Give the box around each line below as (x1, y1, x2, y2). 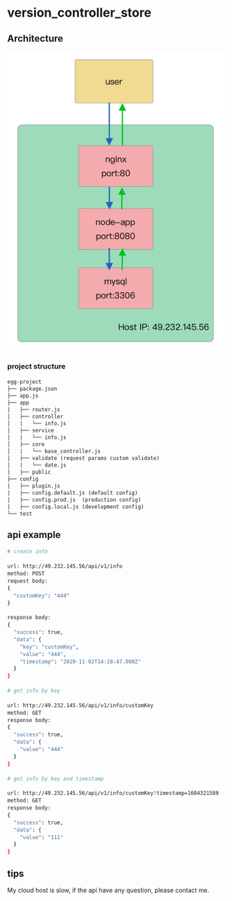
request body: (7, 578, 49, 584)
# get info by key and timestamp (7, 775, 104, 782)
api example (7, 529, 61, 541)
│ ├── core (7, 441, 45, 448)
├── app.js (7, 392, 39, 399)
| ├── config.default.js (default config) (7, 489, 138, 496)
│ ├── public (7, 469, 51, 475)
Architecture (7, 33, 64, 44)
